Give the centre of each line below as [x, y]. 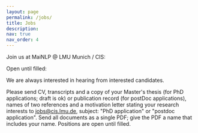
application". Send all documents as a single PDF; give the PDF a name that [99, 117]
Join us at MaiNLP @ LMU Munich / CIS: [56, 57]
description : [22, 29]
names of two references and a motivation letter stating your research [93, 105]
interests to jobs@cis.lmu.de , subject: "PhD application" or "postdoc [91, 111]
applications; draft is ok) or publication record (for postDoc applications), [97, 98]
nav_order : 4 [22, 40]
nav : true [19, 34]
